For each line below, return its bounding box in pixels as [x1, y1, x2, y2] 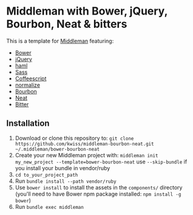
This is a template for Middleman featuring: [6, 37, 114, 44]
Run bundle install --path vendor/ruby [15, 177, 117, 185]
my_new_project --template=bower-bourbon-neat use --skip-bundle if [15, 158, 188, 165]
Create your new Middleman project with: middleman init [15, 151, 158, 159]
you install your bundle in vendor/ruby [15, 164, 110, 171]
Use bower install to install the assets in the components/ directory [15, 183, 183, 191]
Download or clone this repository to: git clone [15, 134, 134, 142]
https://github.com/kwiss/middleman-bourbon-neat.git [15, 141, 154, 147]
